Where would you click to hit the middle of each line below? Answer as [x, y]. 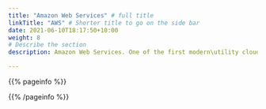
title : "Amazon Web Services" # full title [81, 15]
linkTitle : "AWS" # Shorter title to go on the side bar [104, 23]
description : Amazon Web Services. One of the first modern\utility [123, 52]
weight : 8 [25, 38]
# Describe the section [47, 45]
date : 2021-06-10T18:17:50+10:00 [63, 30]
